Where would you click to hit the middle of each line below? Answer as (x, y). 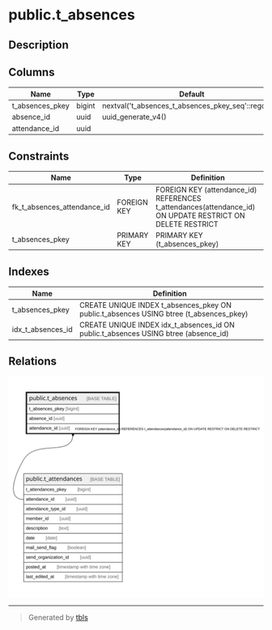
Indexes (29, 272)
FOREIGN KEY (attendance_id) (206, 189)
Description (38, 45)
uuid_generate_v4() (135, 117)
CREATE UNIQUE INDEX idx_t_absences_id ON (157, 325)
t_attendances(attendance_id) (206, 206)
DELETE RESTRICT (187, 223)
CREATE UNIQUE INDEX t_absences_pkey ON (156, 305)
